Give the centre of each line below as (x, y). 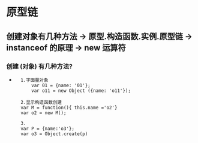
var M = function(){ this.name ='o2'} (69, 108)
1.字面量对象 (34, 80)
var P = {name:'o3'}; (48, 129)
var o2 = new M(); (43, 113)
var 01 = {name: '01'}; (61, 85)
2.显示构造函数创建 (41, 102)
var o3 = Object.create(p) (54, 134)
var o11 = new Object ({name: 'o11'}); (81, 91)
